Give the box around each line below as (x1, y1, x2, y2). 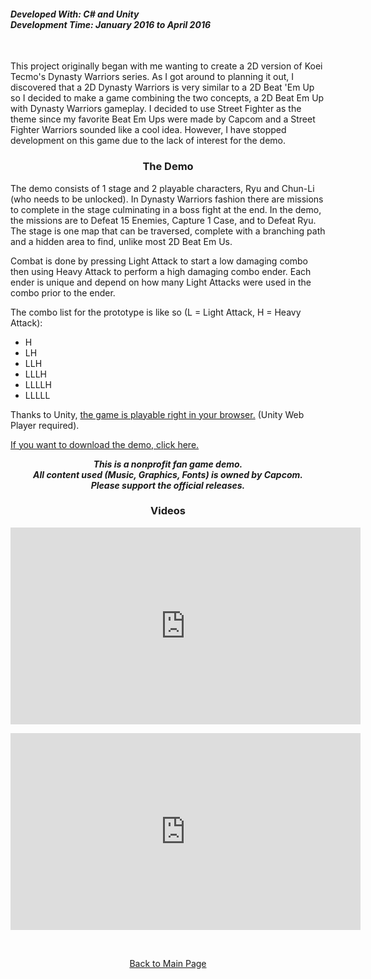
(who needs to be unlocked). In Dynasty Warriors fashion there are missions (10, 193, 324, 205)
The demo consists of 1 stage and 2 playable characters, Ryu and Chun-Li (10, 182, 315, 194)
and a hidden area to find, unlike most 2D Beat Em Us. (10, 235, 233, 247)
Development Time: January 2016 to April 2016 (10, 18, 212, 30)
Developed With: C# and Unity (10, 8, 140, 20)
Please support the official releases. (90, 479, 246, 491)
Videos (150, 504, 186, 518)
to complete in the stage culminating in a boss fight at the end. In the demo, (10, 203, 322, 215)
